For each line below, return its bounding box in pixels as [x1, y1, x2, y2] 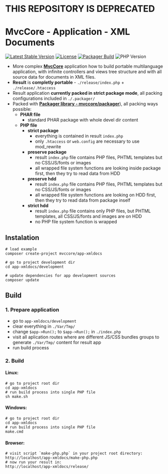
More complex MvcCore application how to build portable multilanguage [12, 64, 163, 70]
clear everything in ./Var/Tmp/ [12, 323, 75, 329]
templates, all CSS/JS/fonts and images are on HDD [35, 213, 142, 219]
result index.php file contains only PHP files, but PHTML [35, 208, 151, 214]
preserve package [27, 149, 67, 155]
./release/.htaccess [12, 86, 56, 91]
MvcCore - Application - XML [5, 26, 130, 38]
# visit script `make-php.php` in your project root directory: [5, 451, 143, 456]
